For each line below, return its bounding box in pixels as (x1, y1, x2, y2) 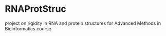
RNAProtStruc (5, 3, 66, 15)
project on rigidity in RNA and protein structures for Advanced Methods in (5, 20, 161, 26)
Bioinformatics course (5, 25, 52, 31)
